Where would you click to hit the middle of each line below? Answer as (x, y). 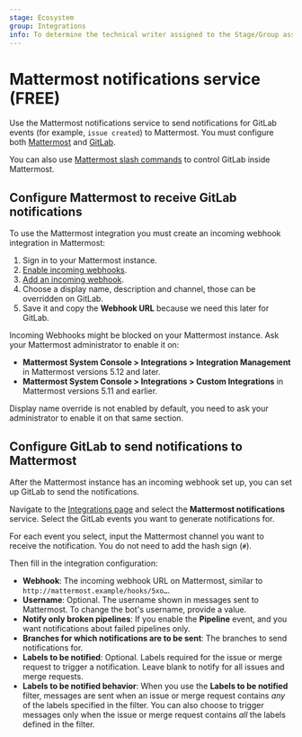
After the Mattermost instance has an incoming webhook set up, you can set (151, 482)
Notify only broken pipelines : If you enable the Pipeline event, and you (155, 619)
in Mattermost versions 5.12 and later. (91, 372)
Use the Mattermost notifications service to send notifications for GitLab (143, 123)
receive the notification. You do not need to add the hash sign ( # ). (130, 545)
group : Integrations (48, 26)
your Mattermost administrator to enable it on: (94, 345)
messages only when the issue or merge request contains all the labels (154, 714)
